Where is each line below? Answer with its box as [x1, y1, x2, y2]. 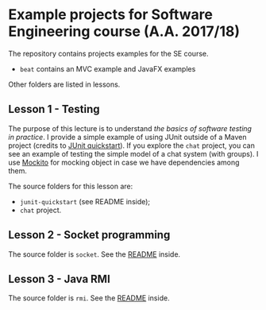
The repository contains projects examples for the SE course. [8, 48, 209, 58]
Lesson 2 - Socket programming [8, 228, 171, 242]
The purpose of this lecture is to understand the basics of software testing [8, 123, 253, 133]
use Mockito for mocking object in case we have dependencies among [8, 157, 240, 167]
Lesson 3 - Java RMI [8, 272, 111, 285]
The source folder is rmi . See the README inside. [8, 293, 170, 303]
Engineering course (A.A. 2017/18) [8, 22, 241, 41]
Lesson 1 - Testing [8, 103, 101, 116]
